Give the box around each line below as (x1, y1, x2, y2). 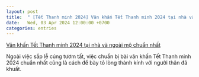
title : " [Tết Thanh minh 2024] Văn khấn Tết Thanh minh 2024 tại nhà (6, 14, 187, 20)
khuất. (6, 66, 22, 73)
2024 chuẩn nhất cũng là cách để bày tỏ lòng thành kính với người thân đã (6, 59, 188, 66)
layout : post (6, 8, 38, 15)
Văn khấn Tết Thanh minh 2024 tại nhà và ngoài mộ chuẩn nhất (6, 41, 161, 49)
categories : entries (6, 25, 57, 31)
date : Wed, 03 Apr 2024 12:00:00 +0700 (6, 20, 110, 25)
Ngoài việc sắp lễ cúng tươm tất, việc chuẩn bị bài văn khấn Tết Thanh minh (6, 53, 191, 60)
